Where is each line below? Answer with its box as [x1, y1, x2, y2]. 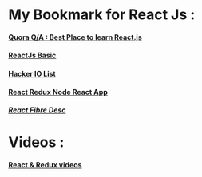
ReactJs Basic [8, 50, 57, 61]
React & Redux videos [8, 159, 82, 169]
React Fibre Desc [8, 105, 66, 115]
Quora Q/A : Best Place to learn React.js [8, 32, 142, 41]
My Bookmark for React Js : [8, 6, 196, 24]
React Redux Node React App [8, 87, 108, 96]
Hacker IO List [8, 69, 56, 78]
